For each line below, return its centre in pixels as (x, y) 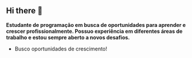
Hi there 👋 (24, 11)
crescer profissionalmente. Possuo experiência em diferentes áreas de (95, 31)
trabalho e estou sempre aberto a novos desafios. (68, 37)
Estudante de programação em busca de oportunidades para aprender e (96, 25)
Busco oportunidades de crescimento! (61, 49)
